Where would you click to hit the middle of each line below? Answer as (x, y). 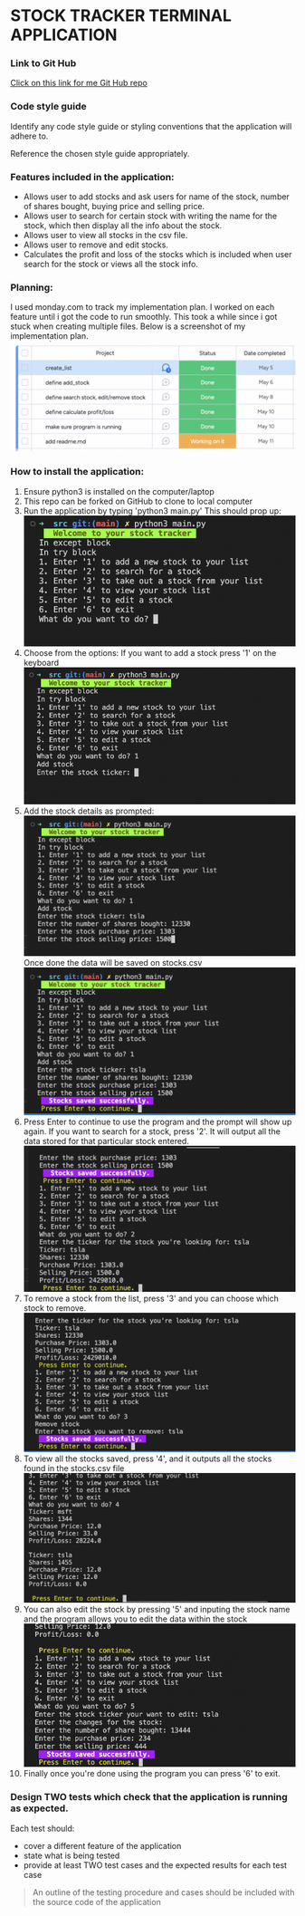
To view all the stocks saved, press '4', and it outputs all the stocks (148, 1459)
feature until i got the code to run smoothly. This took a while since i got (144, 317)
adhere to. (29, 136)
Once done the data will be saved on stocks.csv (113, 963)
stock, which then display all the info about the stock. (123, 226)
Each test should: (43, 1828)
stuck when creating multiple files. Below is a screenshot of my (128, 326)
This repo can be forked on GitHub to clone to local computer (138, 501)
